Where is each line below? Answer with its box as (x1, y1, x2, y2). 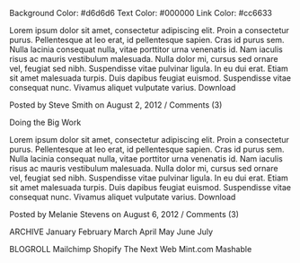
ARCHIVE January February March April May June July (9, 226, 214, 237)
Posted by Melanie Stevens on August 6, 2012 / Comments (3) (9, 209, 240, 219)
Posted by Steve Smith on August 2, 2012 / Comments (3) (9, 100, 223, 110)
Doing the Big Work (9, 117, 82, 127)
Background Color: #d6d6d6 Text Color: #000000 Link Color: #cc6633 (9, 8, 272, 18)
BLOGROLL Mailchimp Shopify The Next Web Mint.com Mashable (9, 244, 252, 254)
